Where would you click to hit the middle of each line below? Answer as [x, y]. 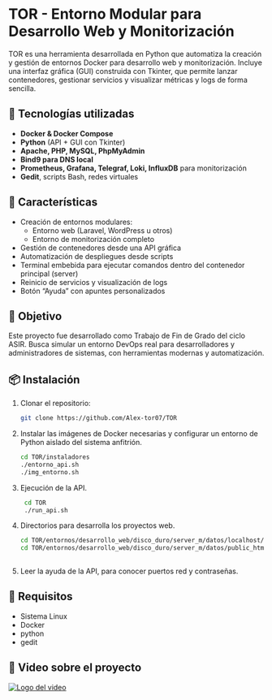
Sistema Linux [43, 616]
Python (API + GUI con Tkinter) [73, 142]
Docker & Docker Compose [67, 133]
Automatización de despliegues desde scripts [97, 256]
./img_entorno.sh [50, 472]
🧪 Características [53, 203]
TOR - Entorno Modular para [105, 14]
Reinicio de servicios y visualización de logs [94, 282]
